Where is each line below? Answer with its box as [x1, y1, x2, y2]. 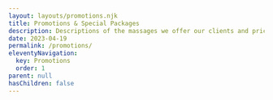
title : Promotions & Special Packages [8, 19, 140, 27]
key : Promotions [15, 57, 71, 65]
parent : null [8, 72, 53, 80]
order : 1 [15, 65, 45, 73]
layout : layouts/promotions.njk [8, 11, 118, 20]
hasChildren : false [8, 79, 75, 87]
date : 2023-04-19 [8, 34, 67, 43]
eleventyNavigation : [8, 49, 79, 57]
